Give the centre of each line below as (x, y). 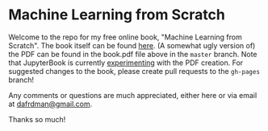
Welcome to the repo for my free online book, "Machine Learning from (125, 37)
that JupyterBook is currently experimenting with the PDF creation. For (126, 63)
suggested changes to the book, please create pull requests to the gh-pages (134, 71)
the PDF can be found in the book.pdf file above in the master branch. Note (133, 54)
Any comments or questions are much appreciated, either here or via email (133, 95)
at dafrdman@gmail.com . (50, 104)
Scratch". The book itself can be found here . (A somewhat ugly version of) (132, 45)
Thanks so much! (37, 119)
